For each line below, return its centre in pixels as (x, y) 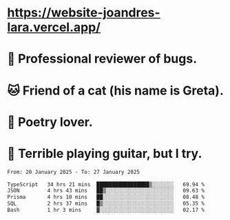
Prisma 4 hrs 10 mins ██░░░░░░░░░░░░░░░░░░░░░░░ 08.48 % (106, 197)
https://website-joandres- (84, 13)
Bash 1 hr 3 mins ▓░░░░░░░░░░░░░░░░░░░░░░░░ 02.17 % (106, 210)
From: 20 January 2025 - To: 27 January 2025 (73, 172)
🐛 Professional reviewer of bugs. (102, 59)
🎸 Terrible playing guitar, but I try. (105, 153)
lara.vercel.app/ (54, 27)
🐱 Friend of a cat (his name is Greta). (115, 90)
